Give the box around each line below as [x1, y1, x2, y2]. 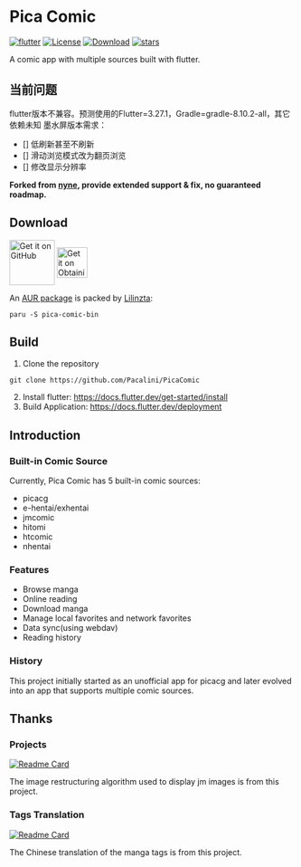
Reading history [22, 632, 81, 643]
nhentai [22, 541, 52, 552]
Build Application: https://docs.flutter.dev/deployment [22, 401, 222, 413]
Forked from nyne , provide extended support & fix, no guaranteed [9, 179, 261, 190]
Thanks [9, 711, 53, 727]
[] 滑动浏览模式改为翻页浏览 [22, 149, 127, 160]
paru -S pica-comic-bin [9, 310, 99, 319]
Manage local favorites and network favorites [22, 613, 192, 624]
